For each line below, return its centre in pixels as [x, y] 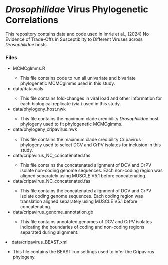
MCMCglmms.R [29, 68]
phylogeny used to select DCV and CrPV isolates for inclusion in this [91, 145]
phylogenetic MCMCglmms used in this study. [67, 83]
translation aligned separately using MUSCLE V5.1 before [79, 201]
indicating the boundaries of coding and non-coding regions [82, 227]
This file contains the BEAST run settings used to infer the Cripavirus [83, 252]
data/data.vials [28, 89]
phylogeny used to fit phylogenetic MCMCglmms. [71, 124]
